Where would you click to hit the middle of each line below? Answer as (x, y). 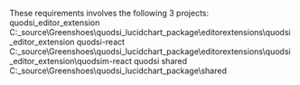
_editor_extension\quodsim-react (71, 61)
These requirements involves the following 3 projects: (109, 13)
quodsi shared (161, 61)
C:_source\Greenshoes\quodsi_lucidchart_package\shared (118, 71)
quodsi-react (100, 42)
